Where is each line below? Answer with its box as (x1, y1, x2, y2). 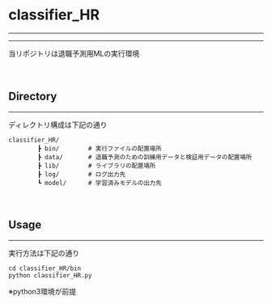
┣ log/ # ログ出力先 (37, 170, 126, 179)
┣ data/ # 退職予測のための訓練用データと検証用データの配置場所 (37, 153, 253, 161)
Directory (8, 90, 57, 103)
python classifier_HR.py (8, 271, 92, 280)
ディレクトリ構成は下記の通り (8, 120, 108, 129)
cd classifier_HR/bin (8, 264, 82, 272)
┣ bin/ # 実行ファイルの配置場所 (37, 144, 162, 153)
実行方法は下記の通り (8, 248, 79, 258)
